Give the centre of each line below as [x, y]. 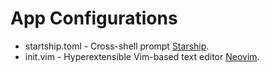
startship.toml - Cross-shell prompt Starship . [117, 46]
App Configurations [94, 18]
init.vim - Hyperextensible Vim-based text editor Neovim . [142, 56]
